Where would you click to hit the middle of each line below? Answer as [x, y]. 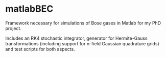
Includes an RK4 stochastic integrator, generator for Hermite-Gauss [76, 38]
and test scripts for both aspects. [40, 49]
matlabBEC [29, 9]
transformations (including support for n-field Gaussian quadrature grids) [82, 43]
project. [14, 28]
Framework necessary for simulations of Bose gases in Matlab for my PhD [83, 23]
